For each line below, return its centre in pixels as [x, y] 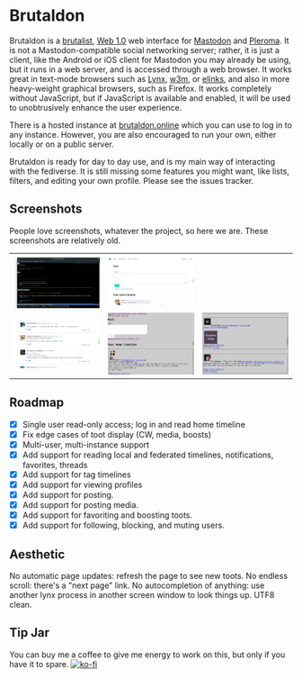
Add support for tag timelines [77, 475]
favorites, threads [55, 465]
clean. [21, 605]
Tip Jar [29, 633]
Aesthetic [37, 554]
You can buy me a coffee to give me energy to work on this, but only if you [147, 655]
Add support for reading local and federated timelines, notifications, [148, 455]
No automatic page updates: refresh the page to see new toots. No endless [149, 576]
